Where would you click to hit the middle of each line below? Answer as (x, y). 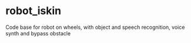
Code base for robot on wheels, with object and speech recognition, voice (95, 27)
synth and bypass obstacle (38, 33)
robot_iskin (33, 11)
